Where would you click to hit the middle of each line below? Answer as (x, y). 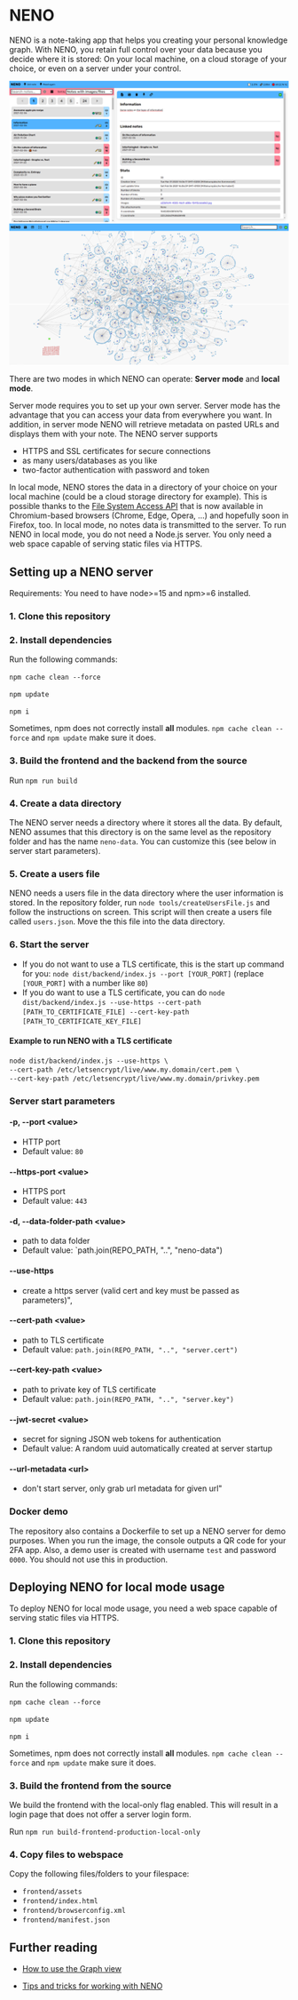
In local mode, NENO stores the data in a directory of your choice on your (143, 487)
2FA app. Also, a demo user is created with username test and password (143, 1550)
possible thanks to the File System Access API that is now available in (136, 506)
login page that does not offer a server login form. (101, 1814)
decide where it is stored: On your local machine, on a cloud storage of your (148, 59)
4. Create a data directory (66, 803)
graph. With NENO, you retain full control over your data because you (136, 49)
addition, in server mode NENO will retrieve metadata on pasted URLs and (144, 425)
